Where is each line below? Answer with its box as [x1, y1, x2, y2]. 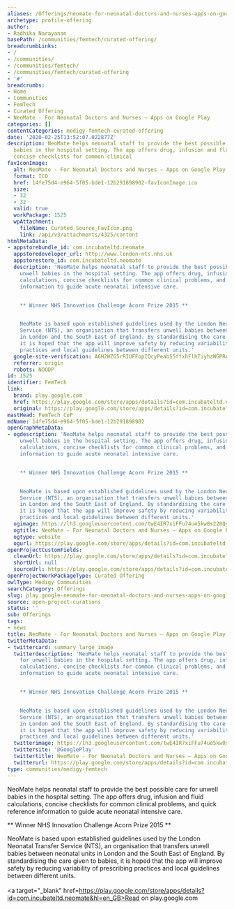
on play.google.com [141, 894, 198, 902]
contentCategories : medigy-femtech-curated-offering [7, 127, 164, 134]
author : [7, 23, 30, 30]
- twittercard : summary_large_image [7, 643, 114, 650]
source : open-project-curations [7, 598, 101, 605]
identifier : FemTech [7, 379, 68, 386]
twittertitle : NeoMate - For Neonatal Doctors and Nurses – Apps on [13, 752, 217, 759]
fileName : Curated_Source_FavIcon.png [19, 224, 132, 231]
